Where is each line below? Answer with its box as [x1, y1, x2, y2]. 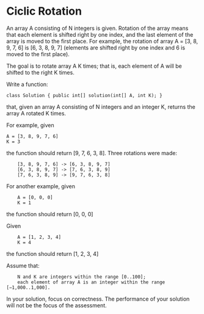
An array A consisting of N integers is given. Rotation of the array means [6, 24, 189, 32]
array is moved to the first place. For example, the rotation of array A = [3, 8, [6, 37, 199, 45]
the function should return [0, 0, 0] [6, 210, 93, 217]
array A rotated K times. [6, 109, 66, 117]
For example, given [6, 121, 55, 129]
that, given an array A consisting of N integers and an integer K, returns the [6, 103, 195, 111]
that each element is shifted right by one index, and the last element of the [6, 31, 194, 38]
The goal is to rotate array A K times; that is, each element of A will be [6, 62, 182, 70]
